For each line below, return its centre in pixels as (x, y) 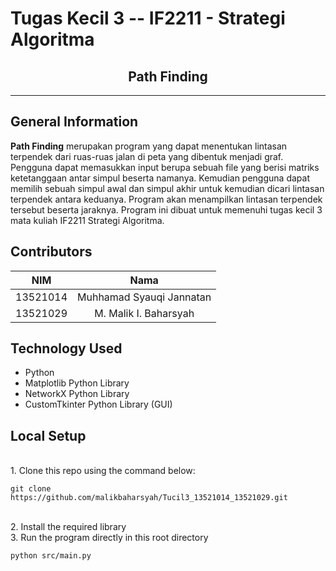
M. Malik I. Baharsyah (144, 313)
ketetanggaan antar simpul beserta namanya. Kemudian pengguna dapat (160, 178)
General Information (74, 122)
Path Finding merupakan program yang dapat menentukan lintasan (149, 146)
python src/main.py (51, 556)
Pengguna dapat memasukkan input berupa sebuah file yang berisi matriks (165, 167)
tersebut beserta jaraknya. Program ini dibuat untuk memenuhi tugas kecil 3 (166, 209)
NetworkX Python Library (77, 394)
